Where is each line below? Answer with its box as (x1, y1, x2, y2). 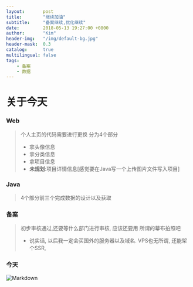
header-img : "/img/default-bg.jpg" (6, 36, 99, 42)
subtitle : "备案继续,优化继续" (6, 19, 86, 25)
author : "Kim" (6, 30, 57, 36)
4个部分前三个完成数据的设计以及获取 (20, 194, 111, 201)
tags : (6, 57, 19, 63)
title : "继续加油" (6, 14, 66, 20)
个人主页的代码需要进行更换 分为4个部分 (20, 131, 118, 138)
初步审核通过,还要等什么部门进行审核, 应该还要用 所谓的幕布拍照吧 (20, 225, 181, 232)
